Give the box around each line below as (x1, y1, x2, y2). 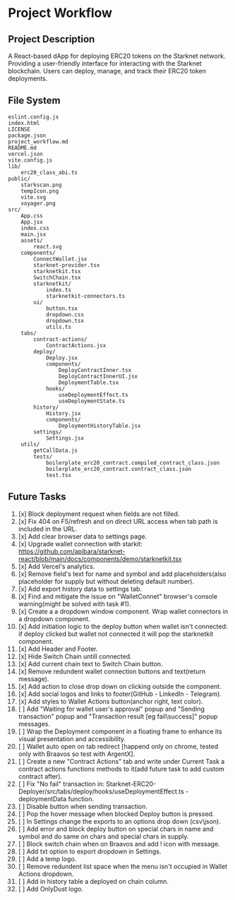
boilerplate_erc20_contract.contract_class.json (45, 465, 192, 472)
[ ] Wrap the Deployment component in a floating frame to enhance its (18, 727, 222, 736)
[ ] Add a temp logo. (18, 854, 77, 863)
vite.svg (20, 193, 47, 200)
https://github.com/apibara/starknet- (18, 547, 126, 556)
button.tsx (45, 305, 78, 312)
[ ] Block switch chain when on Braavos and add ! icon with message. (18, 839, 221, 848)
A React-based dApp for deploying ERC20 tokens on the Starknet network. (8, 52, 226, 60)
